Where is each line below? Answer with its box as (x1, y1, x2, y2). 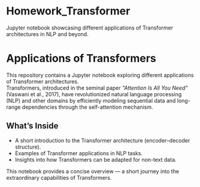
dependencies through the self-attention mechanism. (22, 103, 154, 111)
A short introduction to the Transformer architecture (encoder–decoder (14, 136, 190, 144)
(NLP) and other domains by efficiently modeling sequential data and (6, 97, 176, 104)
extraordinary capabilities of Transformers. (6, 174, 112, 181)
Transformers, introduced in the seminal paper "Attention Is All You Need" (6, 84, 188, 91)
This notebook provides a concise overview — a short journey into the (6, 167, 180, 175)
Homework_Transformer (6, 4, 131, 18)
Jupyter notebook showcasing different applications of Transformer (6, 24, 174, 31)
